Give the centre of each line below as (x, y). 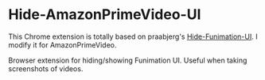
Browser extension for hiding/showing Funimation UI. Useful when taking (128, 60)
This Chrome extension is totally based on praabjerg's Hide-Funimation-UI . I (133, 36)
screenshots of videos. (46, 68)
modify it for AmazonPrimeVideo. (62, 44)
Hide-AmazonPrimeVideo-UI (105, 15)
